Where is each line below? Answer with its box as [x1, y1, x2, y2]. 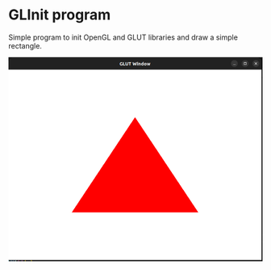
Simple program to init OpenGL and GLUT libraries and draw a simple [8, 32, 238, 42]
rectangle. [8, 40, 43, 50]
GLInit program [8, 6, 111, 24]
